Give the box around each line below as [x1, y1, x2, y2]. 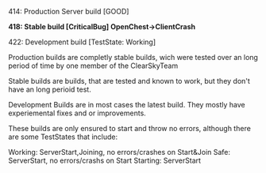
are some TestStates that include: [8, 132, 118, 141]
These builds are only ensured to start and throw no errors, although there [8, 124, 252, 133]
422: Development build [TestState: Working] [8, 37, 156, 47]
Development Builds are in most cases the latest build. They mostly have [8, 100, 245, 109]
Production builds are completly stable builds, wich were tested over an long [8, 53, 258, 62]
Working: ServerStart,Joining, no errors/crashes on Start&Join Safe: [8, 148, 231, 156]
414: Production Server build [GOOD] [8, 7, 129, 16]
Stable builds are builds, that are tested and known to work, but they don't [8, 77, 250, 85]
